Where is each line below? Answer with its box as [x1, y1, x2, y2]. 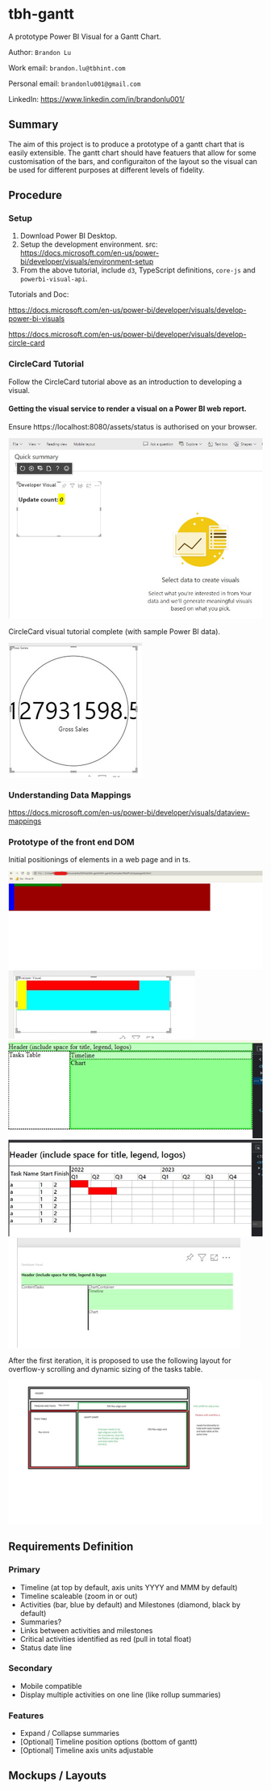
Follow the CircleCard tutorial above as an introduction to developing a [8, 377, 242, 387]
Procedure [8, 188, 63, 202]
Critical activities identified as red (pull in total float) [19, 1634, 192, 1644]
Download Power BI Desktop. [19, 231, 118, 241]
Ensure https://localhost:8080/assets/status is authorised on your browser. [8, 421, 257, 431]
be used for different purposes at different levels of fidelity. [8, 165, 205, 175]
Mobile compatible [19, 1681, 82, 1691]
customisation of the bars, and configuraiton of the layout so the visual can [8, 156, 258, 166]
